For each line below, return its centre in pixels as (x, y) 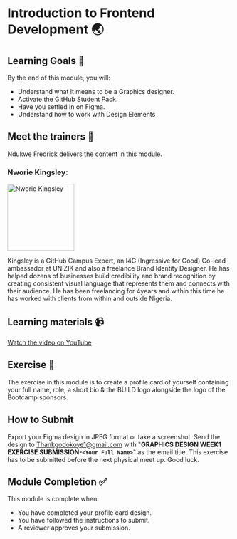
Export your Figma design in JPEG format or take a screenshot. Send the (114, 436)
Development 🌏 (56, 30)
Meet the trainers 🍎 (51, 137)
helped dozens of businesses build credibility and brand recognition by (111, 276)
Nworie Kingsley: (38, 172)
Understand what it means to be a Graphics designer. (96, 91)
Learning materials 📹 (56, 322)
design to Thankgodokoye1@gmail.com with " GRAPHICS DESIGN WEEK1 (115, 444)
